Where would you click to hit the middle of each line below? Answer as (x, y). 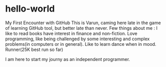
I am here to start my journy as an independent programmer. (68, 59)
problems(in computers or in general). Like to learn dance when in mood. (81, 44)
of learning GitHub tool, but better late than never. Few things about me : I (81, 28)
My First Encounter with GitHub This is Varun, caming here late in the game (83, 23)
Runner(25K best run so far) (34, 49)
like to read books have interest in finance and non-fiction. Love (71, 33)
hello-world (30, 9)
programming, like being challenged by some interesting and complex (77, 39)
